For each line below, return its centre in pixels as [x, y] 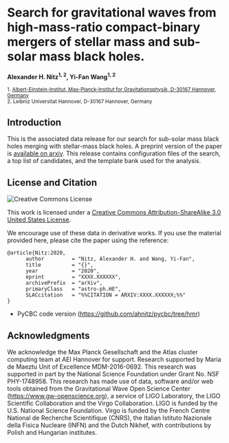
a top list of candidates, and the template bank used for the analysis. [104, 161]
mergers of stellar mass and [89, 42]
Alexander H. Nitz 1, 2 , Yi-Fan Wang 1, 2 [61, 76]
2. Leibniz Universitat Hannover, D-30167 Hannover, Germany [80, 101]
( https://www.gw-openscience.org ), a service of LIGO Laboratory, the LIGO [114, 396]
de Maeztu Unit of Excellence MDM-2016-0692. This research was [102, 367]
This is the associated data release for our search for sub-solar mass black [113, 139]
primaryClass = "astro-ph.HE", [73, 289]
